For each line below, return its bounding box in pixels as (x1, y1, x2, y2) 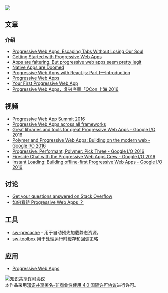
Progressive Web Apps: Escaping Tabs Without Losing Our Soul (12, 48, 144, 54)
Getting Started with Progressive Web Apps (12, 53, 102, 60)
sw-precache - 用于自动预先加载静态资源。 (12, 230, 101, 236)
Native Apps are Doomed (12, 64, 64, 70)
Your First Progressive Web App (12, 80, 78, 86)
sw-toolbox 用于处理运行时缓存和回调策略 (12, 236, 98, 242)
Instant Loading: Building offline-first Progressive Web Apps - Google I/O (12, 159, 163, 165)
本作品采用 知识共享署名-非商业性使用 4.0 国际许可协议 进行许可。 (5, 282, 139, 288)
